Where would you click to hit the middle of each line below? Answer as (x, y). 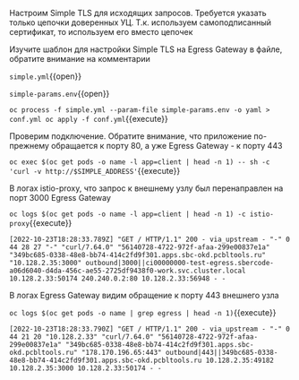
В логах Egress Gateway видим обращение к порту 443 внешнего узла (144, 295)
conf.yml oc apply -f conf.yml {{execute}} (89, 119)
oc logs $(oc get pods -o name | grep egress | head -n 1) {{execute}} (143, 312)
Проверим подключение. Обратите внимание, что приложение (131, 136)
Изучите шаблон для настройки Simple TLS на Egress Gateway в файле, (146, 49)
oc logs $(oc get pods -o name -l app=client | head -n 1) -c (128, 214)
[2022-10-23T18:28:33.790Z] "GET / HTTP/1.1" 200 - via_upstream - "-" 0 (150, 329)
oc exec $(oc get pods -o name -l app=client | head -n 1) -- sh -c (140, 162)
